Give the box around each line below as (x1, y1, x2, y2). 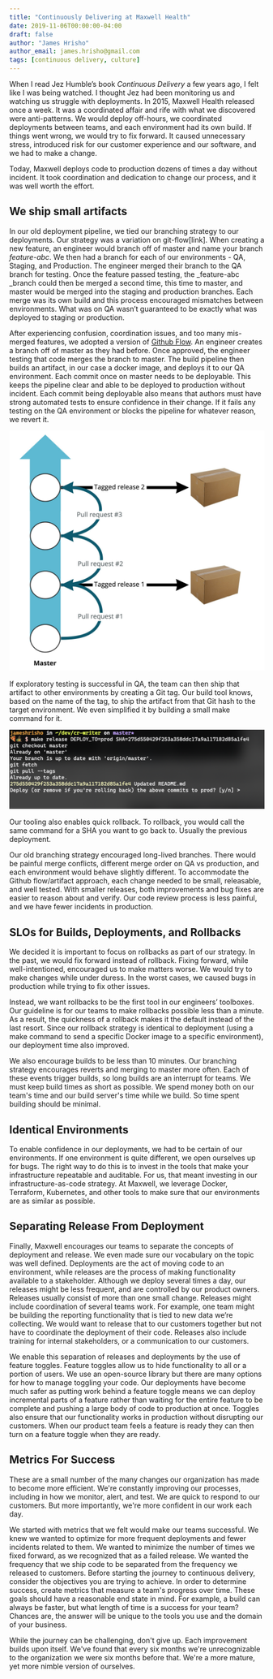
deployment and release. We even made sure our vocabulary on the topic (9, 1250, 254, 1259)
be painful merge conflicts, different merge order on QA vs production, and (9, 859, 260, 869)
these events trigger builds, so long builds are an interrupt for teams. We (9, 1073, 251, 1083)
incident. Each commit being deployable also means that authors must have (9, 388, 262, 398)
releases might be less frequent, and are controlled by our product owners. (9, 1284, 260, 1294)
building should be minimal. (9, 1099, 101, 1109)
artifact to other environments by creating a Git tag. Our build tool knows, (9, 688, 254, 697)
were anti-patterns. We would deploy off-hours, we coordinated (9, 114, 222, 123)
